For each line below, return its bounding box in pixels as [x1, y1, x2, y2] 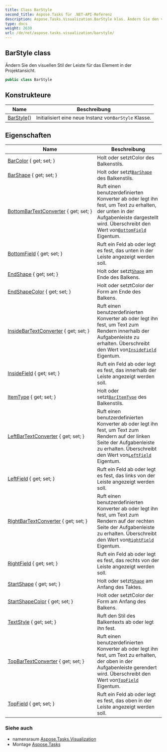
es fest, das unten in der [96, 247, 154, 254]
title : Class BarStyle [5, 7, 52, 12]
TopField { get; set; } [7, 700, 55, 707]
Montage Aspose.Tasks [12, 741, 61, 747]
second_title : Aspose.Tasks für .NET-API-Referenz [5, 12, 112, 17]
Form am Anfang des [96, 598, 146, 605]
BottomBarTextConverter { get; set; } [7, 208, 92, 215]
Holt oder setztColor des [96, 154, 155, 161]
